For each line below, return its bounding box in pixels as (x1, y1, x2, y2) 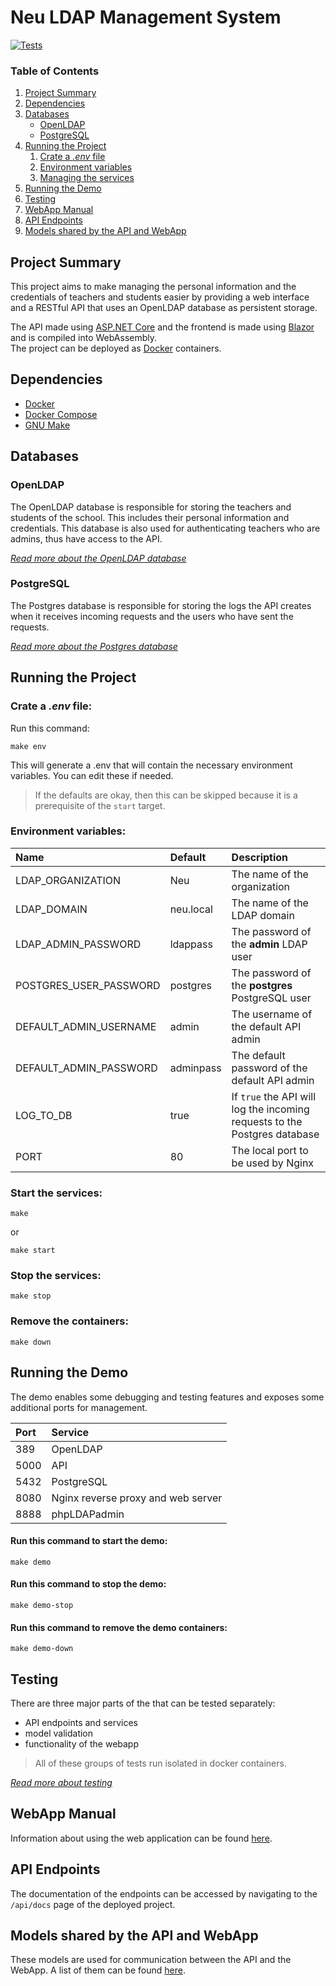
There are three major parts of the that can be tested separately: (10, 1697, 276, 1709)
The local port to (231, 1143, 309, 1157)
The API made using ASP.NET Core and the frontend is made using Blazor (10, 321, 315, 333)
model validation (24, 1727, 94, 1739)
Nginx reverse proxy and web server (51, 1491, 223, 1505)
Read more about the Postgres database (10, 640, 178, 652)
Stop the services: (10, 1269, 102, 1283)
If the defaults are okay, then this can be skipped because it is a (34, 789, 298, 801)
